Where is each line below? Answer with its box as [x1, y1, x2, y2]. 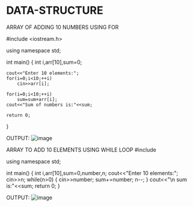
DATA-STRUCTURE [6, 4, 103, 17]
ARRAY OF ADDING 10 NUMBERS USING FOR [6, 23, 119, 31]
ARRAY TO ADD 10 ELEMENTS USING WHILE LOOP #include [6, 146, 156, 153]
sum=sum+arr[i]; [17, 96, 58, 102]
